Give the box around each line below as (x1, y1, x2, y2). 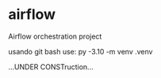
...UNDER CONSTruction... (8, 61, 94, 72)
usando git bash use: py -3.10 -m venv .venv (8, 46, 153, 56)
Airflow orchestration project (8, 32, 102, 41)
